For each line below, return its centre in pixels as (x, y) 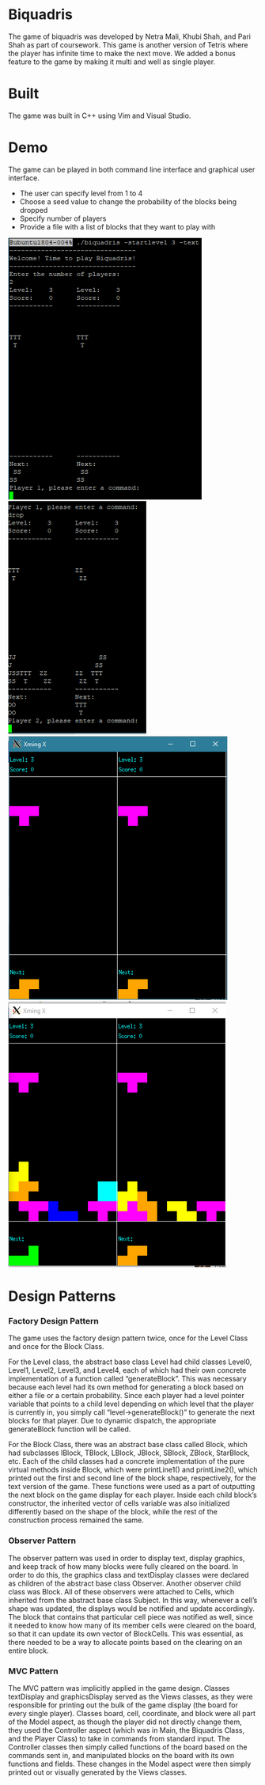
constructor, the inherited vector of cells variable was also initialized (119, 1503)
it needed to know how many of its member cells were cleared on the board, (132, 1625)
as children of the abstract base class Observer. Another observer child (125, 1583)
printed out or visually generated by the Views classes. (98, 1772)
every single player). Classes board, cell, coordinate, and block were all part (132, 1713)
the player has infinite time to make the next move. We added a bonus (122, 53)
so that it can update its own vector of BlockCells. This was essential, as (126, 1633)
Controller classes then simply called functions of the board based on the (128, 1747)
